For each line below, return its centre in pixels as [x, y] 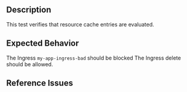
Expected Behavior [43, 44]
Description [29, 10]
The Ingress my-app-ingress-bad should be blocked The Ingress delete [93, 58]
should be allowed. [30, 64]
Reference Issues [40, 83]
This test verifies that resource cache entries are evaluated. [80, 24]
